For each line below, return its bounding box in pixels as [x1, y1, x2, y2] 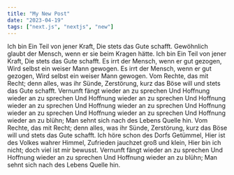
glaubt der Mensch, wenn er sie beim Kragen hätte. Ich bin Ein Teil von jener [7, 50, 227, 58]
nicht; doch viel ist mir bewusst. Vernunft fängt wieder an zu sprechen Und [7, 146, 224, 154]
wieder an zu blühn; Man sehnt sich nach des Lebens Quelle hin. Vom [7, 116, 208, 125]
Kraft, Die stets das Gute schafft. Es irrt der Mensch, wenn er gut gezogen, [7, 57, 222, 66]
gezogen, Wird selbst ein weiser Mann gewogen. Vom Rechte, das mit [7, 72, 209, 80]
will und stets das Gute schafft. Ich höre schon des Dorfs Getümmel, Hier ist [7, 131, 226, 139]
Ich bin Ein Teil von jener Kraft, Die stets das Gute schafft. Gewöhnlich [7, 43, 208, 51]
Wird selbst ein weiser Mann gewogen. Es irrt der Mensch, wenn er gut [7, 64, 212, 73]
